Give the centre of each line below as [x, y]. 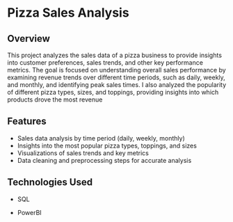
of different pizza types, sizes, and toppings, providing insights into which [113, 92]
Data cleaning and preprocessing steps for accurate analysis [104, 160]
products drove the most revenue [55, 100]
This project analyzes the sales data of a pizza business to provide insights [115, 55]
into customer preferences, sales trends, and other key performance [105, 63]
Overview [29, 39]
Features [27, 121]
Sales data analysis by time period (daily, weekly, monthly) [101, 138]
